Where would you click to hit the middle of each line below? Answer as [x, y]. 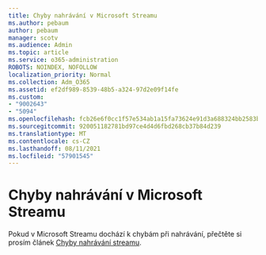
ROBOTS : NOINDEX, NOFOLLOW [53, 68]
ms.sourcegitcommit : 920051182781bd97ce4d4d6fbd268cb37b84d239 [115, 126]
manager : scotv [33, 38]
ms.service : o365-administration [63, 60]
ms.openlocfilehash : [42, 119]
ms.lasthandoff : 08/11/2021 [55, 149]
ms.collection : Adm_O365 [49, 82]
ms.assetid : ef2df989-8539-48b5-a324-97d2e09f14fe [93, 89]
